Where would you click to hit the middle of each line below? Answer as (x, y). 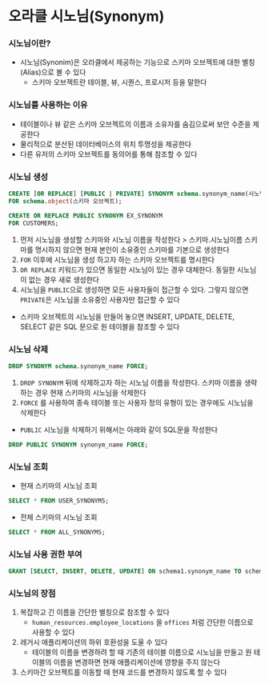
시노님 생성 (28, 177)
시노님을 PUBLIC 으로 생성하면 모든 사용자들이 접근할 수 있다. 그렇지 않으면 (134, 290)
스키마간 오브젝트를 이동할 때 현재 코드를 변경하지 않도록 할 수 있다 (123, 672)
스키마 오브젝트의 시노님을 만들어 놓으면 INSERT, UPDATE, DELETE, (127, 316)
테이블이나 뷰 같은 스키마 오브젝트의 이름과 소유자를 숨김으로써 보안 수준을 (135, 124)
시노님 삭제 (28, 349)
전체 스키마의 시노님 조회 (58, 517)
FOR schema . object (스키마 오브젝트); (65, 201)
